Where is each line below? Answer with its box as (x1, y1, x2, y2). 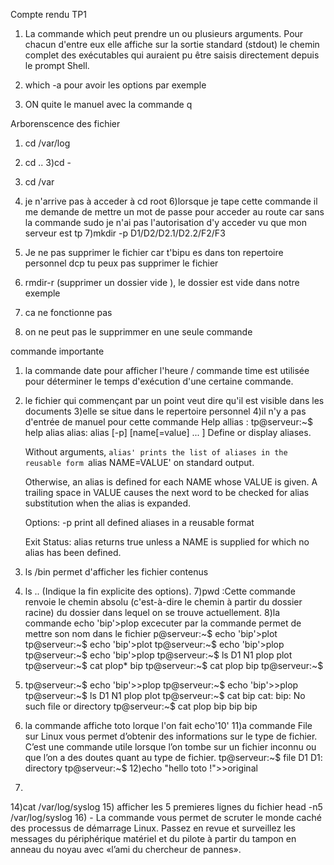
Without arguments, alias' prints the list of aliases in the (24, 446, 288, 458)
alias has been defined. (24, 547, 122, 558)
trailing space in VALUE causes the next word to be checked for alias (24, 487, 310, 498)
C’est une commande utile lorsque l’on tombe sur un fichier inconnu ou (24, 741, 317, 753)
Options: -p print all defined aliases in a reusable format (24, 517, 255, 528)
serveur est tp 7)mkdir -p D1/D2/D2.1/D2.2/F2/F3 (24, 227, 226, 239)
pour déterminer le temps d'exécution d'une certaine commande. (24, 375, 294, 387)
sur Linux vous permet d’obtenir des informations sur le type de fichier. (24, 730, 318, 742)
